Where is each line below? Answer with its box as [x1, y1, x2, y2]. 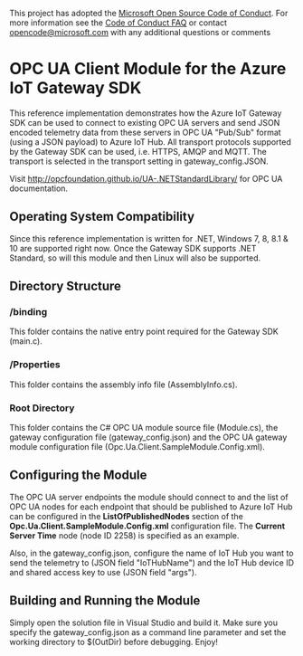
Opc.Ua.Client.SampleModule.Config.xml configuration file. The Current [9, 520, 286, 531]
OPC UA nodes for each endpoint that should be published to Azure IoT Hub [9, 501, 293, 512]
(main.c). [9, 336, 43, 347]
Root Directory [9, 402, 75, 414]
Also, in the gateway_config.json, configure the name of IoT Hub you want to [9, 547, 294, 558]
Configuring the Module [9, 468, 147, 483]
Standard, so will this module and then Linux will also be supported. [9, 252, 261, 263]
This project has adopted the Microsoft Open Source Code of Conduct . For [9, 8, 289, 18]
